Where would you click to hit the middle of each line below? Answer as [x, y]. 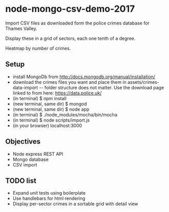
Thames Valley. [21, 28]
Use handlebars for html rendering [49, 198]
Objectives [23, 142]
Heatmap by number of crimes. [38, 48]
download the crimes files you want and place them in [69, 82]
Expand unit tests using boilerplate [49, 193]
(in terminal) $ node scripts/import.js [51, 120]
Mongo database [31, 159]
